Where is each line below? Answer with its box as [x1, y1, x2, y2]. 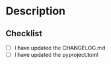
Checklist [5, 28, 43, 39]
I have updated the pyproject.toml [14, 51, 99, 59]
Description [5, 4, 66, 18]
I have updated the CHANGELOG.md [14, 44, 106, 51]
